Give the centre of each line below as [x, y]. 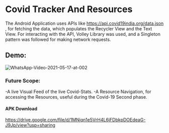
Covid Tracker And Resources [69, 9]
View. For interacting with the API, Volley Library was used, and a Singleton [83, 34]
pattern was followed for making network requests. [58, 39]
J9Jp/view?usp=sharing [30, 125]
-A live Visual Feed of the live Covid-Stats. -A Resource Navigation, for [78, 92]
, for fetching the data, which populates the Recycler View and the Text [79, 28]
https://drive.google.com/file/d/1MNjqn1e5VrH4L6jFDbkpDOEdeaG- [75, 120]
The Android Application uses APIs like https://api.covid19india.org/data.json [84, 23]
